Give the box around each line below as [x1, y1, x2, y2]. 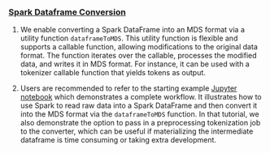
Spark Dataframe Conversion [8, 6, 126, 18]
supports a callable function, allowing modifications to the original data [20, 42, 258, 52]
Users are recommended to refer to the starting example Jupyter [20, 83, 237, 93]
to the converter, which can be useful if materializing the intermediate [20, 126, 254, 136]
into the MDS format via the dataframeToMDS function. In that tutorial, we [20, 109, 259, 119]
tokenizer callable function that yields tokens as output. [20, 68, 206, 78]
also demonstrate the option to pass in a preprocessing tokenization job [20, 118, 261, 128]
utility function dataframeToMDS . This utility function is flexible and [20, 33, 238, 43]
